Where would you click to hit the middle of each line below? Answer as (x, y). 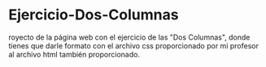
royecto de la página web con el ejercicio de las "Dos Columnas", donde (129, 37)
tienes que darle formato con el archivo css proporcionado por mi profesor (133, 45)
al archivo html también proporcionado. (74, 54)
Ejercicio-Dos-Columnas (94, 15)
